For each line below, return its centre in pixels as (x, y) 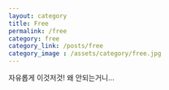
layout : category (38, 16)
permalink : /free (38, 31)
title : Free (28, 24)
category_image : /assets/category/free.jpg (85, 54)
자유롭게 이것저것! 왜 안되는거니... (62, 77)
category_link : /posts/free (56, 46)
